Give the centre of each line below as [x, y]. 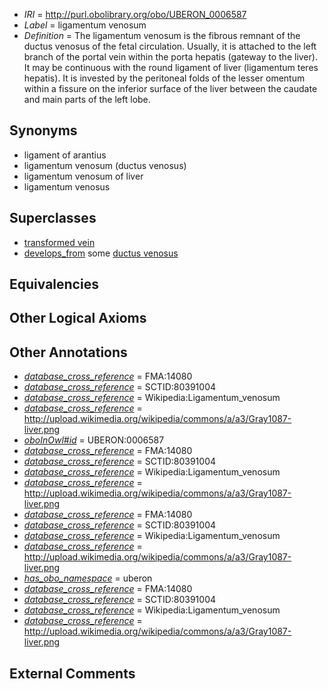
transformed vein [59, 242]
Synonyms [43, 130]
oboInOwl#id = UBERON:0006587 [94, 440]
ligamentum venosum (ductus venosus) [105, 165]
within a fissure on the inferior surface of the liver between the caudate [170, 88]
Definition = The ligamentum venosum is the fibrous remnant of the [162, 35]
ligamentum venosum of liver [83, 176]
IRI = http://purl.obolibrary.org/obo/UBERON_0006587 [135, 14]
